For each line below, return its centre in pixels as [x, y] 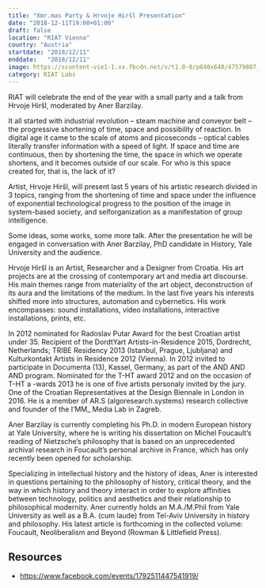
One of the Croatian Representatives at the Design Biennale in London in [126, 392]
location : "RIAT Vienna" [49, 38]
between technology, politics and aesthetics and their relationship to [120, 499]
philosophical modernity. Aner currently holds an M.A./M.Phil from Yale [124, 506]
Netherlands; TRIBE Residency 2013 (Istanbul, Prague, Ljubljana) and [121, 350]
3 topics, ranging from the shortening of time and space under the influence [132, 195]
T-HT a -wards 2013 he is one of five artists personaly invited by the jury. [127, 384]
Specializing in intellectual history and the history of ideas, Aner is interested [133, 473]
